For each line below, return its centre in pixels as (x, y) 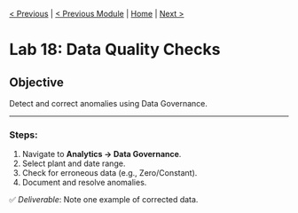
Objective (37, 82)
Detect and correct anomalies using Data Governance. (109, 103)
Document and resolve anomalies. (84, 183)
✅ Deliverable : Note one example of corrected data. (104, 200)
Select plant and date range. (74, 163)
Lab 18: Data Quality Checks (115, 50)
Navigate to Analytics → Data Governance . (102, 154)
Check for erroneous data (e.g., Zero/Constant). (110, 173)
